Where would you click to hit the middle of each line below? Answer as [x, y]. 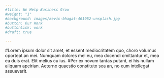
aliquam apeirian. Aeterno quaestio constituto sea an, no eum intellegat [77, 66]
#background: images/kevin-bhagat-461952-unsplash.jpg [63, 19]
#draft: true [18, 32]
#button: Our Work [24, 23]
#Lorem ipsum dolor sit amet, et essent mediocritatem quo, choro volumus [81, 50]
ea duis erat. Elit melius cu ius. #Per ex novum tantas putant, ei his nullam [80, 61]
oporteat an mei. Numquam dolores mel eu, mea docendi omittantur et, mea [82, 56]
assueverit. [16, 71]
